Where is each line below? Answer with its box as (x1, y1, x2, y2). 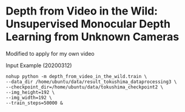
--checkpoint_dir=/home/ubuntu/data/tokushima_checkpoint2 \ (5, 84, 164, 90)
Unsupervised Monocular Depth (5, 17, 171, 31)
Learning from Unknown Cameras (5, 30, 180, 44)
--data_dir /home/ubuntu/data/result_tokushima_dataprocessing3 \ (5, 79, 177, 85)
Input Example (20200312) (5, 62, 72, 69)
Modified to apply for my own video (5, 50, 95, 57)
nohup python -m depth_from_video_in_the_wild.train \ (5, 73, 147, 79)
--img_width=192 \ (5, 94, 52, 100)
